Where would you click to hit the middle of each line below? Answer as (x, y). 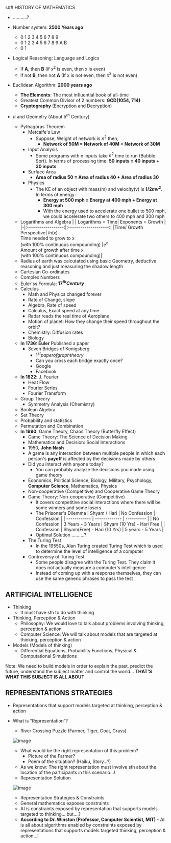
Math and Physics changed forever (65, 294)
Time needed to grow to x (47, 238)
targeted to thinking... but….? (50, 814)
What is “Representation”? (40, 720)
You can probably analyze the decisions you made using (95, 469)
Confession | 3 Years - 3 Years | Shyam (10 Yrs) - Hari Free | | (100, 524)
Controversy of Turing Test (56, 556)
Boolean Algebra (38, 409)
